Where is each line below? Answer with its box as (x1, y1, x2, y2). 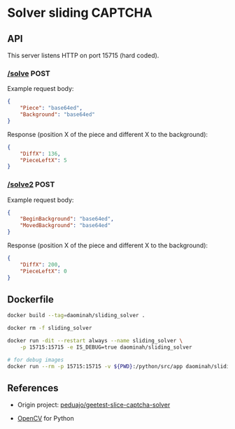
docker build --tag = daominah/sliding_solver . (7, 312, 145, 319)
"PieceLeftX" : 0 (20, 268, 68, 275)
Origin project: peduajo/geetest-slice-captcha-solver (17, 400, 171, 409)
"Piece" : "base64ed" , (20, 105, 83, 112)
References (7, 382, 59, 394)
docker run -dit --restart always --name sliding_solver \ (7, 337, 183, 344)
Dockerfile (7, 293, 55, 305)
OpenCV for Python (17, 414, 75, 423)
